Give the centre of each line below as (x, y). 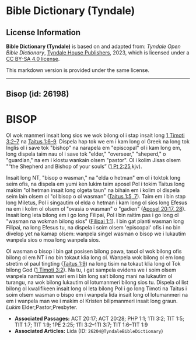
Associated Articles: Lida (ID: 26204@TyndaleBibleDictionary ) (89, 331)
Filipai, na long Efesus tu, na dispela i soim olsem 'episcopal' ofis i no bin (93, 228)
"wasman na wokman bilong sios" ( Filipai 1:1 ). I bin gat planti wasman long (95, 221)
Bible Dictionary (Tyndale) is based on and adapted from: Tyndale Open (93, 46)
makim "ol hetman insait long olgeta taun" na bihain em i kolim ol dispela (93, 190)
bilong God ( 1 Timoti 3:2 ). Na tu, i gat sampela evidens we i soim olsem (91, 270)
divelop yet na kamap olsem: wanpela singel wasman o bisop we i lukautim (96, 234)
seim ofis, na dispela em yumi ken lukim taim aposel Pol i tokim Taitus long (95, 184)
